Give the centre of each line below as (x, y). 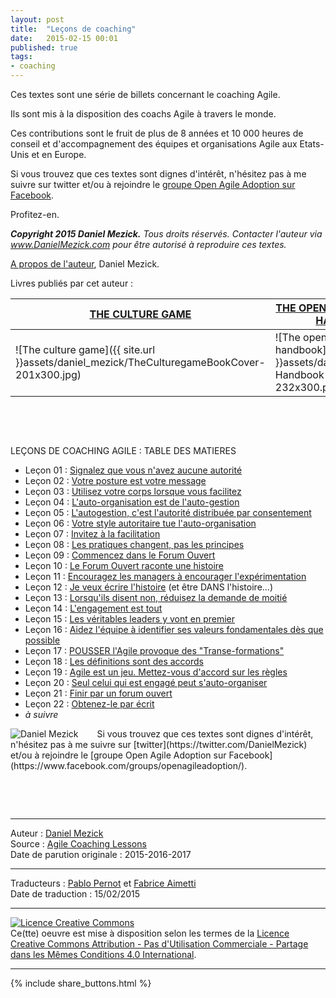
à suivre (41, 714)
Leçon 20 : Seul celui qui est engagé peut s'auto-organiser (146, 682)
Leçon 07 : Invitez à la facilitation (92, 534)
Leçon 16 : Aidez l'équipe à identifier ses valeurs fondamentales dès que (174, 629)
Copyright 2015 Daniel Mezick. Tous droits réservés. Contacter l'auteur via (166, 234)
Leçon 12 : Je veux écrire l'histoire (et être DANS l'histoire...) (148, 587)
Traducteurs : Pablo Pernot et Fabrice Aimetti (103, 883)
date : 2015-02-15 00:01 (64, 38)
